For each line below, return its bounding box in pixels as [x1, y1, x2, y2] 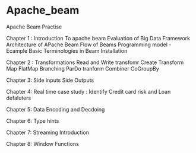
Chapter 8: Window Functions [6, 140, 79, 147]
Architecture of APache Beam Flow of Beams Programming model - [6, 41, 172, 48]
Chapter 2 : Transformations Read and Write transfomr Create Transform [6, 59, 184, 66]
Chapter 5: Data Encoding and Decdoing [6, 106, 105, 113]
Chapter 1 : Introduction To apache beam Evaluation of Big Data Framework [6, 34, 190, 42]
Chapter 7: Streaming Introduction [6, 129, 89, 136]
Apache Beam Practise [6, 23, 62, 30]
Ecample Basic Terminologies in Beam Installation [6, 47, 128, 54]
